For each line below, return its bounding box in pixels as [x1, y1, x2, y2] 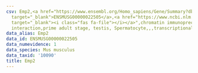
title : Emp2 [6, 58, 35, 64]
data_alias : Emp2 [6, 31, 49, 36]
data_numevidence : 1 [6, 42, 57, 48]
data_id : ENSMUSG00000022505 [6, 36, 78, 42]
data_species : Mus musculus [6, 47, 75, 53]
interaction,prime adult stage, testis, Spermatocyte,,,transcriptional [11, 25, 194, 31]
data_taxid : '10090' [6, 52, 57, 58]
